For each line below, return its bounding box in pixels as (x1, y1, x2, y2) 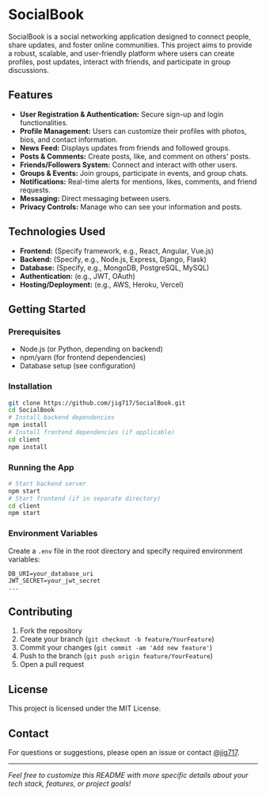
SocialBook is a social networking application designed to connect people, (8, 32, 251, 41)
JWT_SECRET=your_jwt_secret (8, 577, 101, 585)
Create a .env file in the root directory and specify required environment (8, 546, 243, 555)
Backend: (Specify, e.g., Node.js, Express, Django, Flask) (19, 254, 207, 264)
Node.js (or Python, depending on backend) (19, 345, 164, 354)
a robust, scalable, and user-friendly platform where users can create (8, 48, 235, 58)
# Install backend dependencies (8, 413, 115, 421)
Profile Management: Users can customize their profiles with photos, (19, 126, 247, 135)
